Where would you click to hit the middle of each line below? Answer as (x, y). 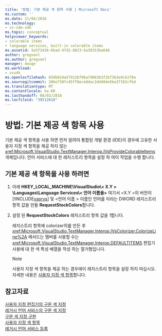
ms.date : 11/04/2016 (26, 18)
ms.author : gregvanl (26, 59)
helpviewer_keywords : (27, 37)
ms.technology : (20, 23)
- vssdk (13, 73)
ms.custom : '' (19, 14)
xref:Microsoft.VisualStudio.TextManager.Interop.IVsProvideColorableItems (80, 152)
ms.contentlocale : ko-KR (30, 91)
